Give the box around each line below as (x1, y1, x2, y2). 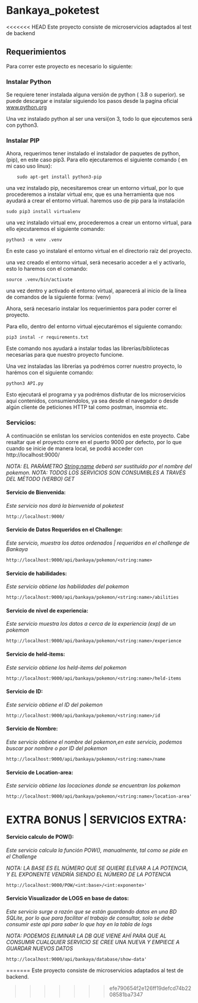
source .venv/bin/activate (6, 277, 73, 283)
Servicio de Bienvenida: (6, 489, 66, 496)
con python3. (6, 121, 39, 129)
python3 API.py (6, 380, 44, 387)
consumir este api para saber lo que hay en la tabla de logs (6, 920, 152, 927)
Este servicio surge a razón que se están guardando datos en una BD (6, 908, 177, 915)
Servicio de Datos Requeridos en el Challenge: (6, 526, 123, 533)
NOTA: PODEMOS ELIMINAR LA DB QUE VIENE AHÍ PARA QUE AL (6, 932, 167, 939)
